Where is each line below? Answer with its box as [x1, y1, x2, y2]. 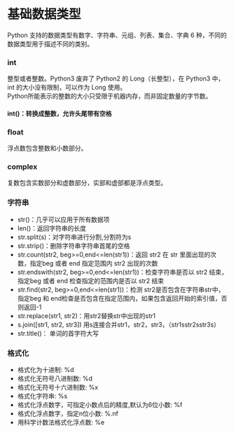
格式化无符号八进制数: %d [17, 374, 93, 383]
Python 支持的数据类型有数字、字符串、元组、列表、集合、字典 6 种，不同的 [7, 31, 228, 39]
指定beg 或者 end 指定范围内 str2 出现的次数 [29, 259, 158, 267]
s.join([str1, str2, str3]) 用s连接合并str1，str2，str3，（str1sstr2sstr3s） [17, 320, 221, 329]
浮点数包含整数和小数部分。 [7, 144, 88, 153]
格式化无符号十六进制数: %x [17, 383, 99, 392]
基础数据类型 [7, 6, 82, 22]
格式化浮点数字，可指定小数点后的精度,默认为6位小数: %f [17, 401, 183, 409]
